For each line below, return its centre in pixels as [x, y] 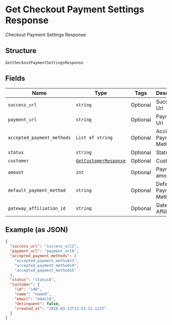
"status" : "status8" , [33, 280]
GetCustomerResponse [101, 161]
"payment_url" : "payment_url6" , [45, 251]
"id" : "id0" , [28, 290]
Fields [15, 78]
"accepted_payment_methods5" [46, 270]
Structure [21, 51]
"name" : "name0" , [33, 294]
